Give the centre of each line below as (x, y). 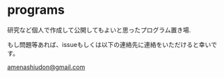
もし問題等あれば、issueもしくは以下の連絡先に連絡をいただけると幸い (109, 44)
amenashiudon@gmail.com (46, 67)
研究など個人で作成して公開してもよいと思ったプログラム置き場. (99, 30)
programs (36, 10)
